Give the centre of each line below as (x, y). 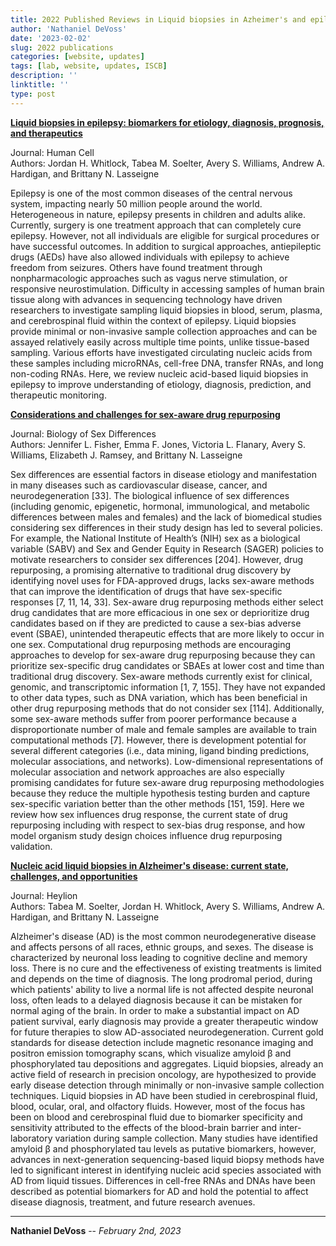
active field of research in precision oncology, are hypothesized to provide (163, 1074)
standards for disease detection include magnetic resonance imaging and (162, 1042)
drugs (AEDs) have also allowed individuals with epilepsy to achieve (150, 257)
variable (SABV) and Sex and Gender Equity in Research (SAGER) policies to (167, 548)
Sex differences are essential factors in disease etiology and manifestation (163, 474)
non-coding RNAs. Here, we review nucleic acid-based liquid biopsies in (159, 373)
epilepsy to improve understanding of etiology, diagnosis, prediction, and (161, 384)
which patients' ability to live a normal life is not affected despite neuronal (162, 989)
